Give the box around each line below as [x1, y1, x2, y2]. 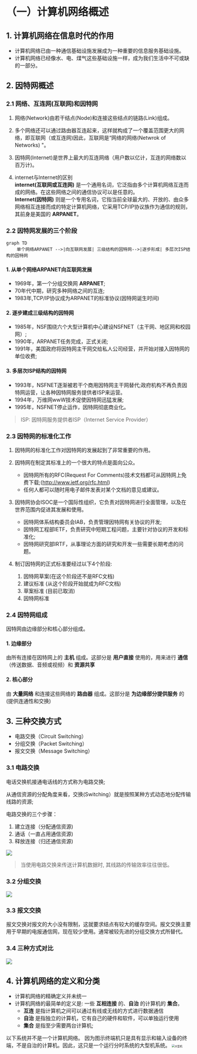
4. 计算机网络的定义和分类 [6, 976, 100, 986]
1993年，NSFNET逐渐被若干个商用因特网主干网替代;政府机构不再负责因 [14, 381, 188, 388]
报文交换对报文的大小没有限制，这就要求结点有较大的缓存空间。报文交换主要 [6, 921, 191, 928]
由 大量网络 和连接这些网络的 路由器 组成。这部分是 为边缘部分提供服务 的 [6, 690, 185, 697]
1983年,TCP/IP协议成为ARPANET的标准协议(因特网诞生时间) [14, 295, 159, 302]
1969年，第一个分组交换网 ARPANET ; [14, 280, 106, 287]
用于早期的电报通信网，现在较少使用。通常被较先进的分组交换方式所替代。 [6, 928, 186, 935]
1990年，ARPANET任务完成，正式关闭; [14, 338, 108, 345]
